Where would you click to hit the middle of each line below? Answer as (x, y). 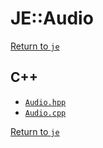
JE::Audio (52, 18)
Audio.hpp (45, 102)
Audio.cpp (45, 113)
